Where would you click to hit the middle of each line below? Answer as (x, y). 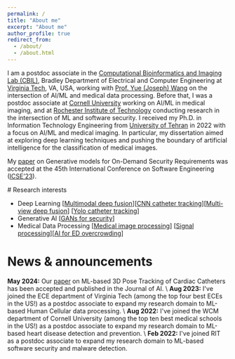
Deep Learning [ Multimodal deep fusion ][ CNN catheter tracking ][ (112, 203)
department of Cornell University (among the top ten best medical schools (115, 318)
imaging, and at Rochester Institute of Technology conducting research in (113, 110)
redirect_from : (29, 40)
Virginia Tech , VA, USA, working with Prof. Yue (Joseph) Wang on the (108, 88)
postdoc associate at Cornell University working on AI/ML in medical (106, 103)
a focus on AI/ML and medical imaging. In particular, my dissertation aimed (115, 132)
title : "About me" (34, 20)
